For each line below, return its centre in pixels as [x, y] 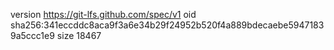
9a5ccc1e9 [32, 35]
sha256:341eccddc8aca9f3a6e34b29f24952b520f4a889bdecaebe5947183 [167, 25]
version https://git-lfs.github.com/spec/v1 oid [103, 14]
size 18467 [79, 35]
